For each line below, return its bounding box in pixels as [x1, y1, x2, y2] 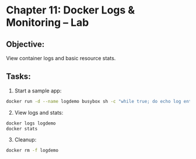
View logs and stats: [14, 109, 64, 116]
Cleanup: [14, 136, 37, 143]
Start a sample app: [14, 87, 62, 94]
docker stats [6, 126, 38, 132]
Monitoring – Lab [6, 16, 89, 29]
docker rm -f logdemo [6, 147, 59, 154]
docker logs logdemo [6, 120, 57, 126]
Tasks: [6, 71, 31, 82]
